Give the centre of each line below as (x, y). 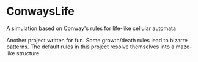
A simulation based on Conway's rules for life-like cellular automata (91, 28)
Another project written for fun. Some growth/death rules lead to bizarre (97, 40)
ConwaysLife (41, 11)
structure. (28, 53)
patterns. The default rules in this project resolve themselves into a (90, 47)
